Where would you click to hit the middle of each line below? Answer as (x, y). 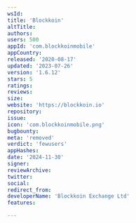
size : (15, 99)
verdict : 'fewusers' (38, 144)
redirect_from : (29, 190)
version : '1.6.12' (34, 72)
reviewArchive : (29, 170)
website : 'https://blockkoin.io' (56, 105)
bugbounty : (23, 131)
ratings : (20, 86)
